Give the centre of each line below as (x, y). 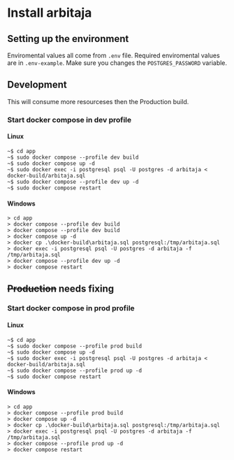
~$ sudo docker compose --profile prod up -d (74, 371)
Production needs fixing (61, 288)
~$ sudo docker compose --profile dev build (73, 157)
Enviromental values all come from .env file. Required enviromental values (114, 55)
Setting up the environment (68, 39)
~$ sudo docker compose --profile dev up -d (73, 182)
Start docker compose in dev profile (70, 120)
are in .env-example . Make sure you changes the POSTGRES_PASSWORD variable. (117, 63)
